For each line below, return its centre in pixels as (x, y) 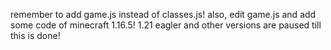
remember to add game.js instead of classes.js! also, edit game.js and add (163, 14)
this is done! (35, 35)
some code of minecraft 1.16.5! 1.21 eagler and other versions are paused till (166, 25)
